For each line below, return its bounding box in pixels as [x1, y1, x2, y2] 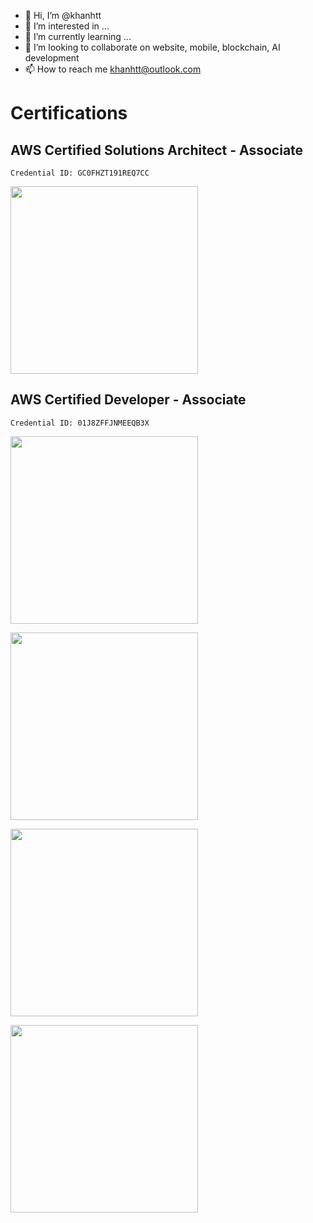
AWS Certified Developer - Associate [10, 391, 247, 409]
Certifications [10, 102, 128, 125]
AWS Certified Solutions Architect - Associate [10, 141, 304, 159]
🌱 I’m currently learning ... [24, 31, 132, 42]
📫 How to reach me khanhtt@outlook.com [24, 63, 202, 75]
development [24, 52, 80, 64]
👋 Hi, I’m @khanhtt [24, 10, 102, 21]
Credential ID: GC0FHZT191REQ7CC [10, 168, 150, 178]
